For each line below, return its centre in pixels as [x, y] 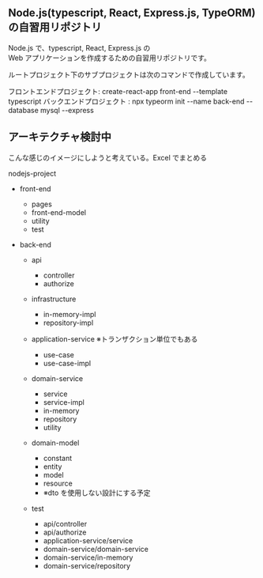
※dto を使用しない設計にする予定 [97, 493]
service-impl [64, 402]
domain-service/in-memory [88, 557]
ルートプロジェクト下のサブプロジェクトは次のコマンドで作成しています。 [129, 74]
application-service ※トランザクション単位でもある [115, 338]
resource [58, 483]
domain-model [55, 443]
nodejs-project [32, 173]
